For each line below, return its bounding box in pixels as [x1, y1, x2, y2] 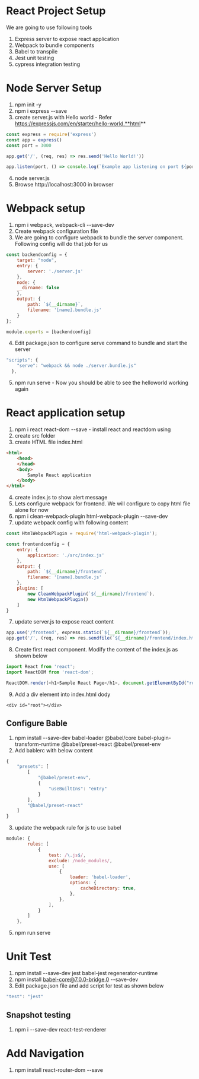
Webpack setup [6, 202, 86, 215]
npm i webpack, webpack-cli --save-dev [14, 222, 114, 229]
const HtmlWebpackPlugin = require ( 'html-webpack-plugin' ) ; [6, 530, 158, 537]
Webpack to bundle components [14, 42, 95, 49]
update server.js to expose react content [14, 618, 114, 625]
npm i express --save [14, 107, 67, 114]
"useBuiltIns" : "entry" [48, 786, 108, 792]
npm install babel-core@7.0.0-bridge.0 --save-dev [14, 976, 139, 983]
